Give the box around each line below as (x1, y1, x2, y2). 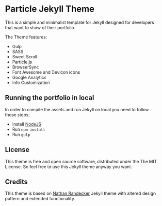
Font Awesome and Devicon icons (12, 69, 80, 75)
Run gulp (12, 131, 30, 137)
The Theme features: (5, 34, 47, 40)
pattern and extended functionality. (5, 196, 76, 202)
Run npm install (12, 126, 46, 132)
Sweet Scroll (12, 53, 38, 59)
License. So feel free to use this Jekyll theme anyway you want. (5, 164, 132, 170)
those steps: (5, 112, 30, 118)
